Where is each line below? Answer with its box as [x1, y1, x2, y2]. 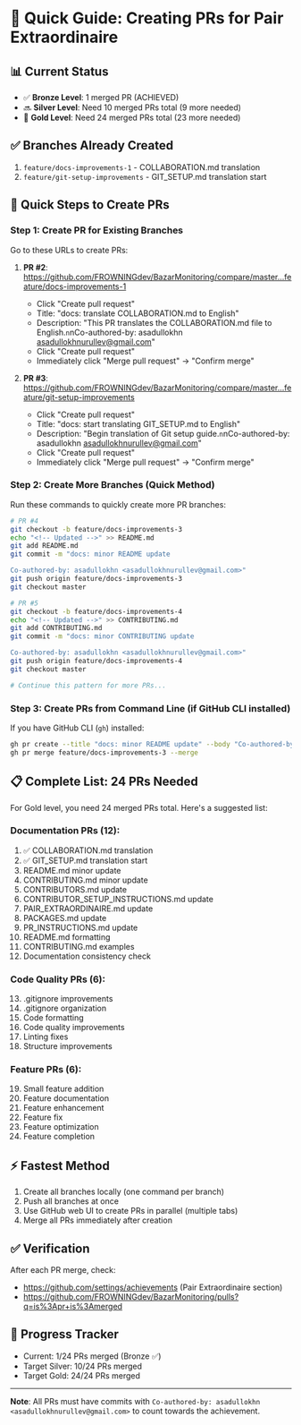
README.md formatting [22, 931, 111, 943]
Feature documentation [22, 1093, 110, 1104]
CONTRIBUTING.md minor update [22, 875, 148, 885]
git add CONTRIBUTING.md [10, 624, 103, 633]
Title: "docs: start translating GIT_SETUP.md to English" [36, 418, 241, 429]
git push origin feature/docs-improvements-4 [10, 657, 182, 666]
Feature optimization [22, 1122, 99, 1132]
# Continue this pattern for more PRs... [10, 680, 167, 690]
